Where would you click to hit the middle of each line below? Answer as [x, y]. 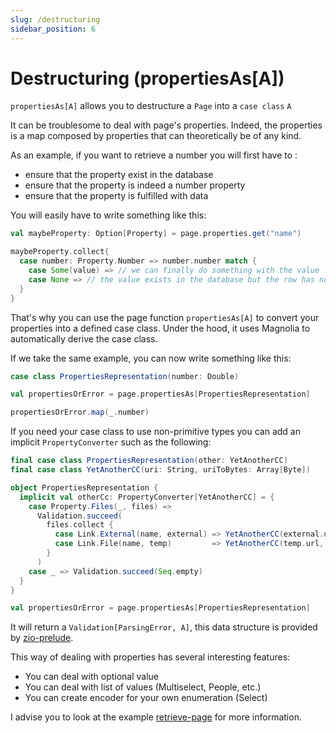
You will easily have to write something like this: [108, 215]
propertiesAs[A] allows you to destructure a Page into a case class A [151, 106]
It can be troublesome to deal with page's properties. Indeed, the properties [166, 125]
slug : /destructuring [55, 19]
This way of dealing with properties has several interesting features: [150, 657]
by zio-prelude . [42, 638]
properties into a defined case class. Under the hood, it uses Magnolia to [160, 328]
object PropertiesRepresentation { [84, 487]
